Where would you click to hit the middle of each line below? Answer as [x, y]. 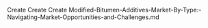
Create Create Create [37, 10]
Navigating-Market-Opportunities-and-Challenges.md [83, 17]
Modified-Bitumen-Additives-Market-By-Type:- [135, 10]
